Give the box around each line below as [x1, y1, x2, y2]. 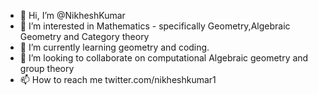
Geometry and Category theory [19, 31, 150, 42]
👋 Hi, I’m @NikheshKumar [19, 10, 126, 21]
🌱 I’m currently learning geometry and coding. [19, 41, 210, 53]
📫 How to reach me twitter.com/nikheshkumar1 [19, 74, 217, 85]
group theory [19, 63, 75, 74]
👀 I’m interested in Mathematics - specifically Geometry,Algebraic [19, 20, 291, 32]
